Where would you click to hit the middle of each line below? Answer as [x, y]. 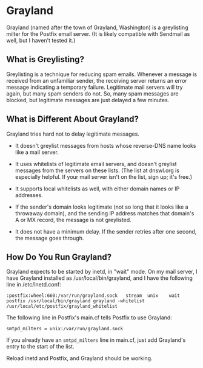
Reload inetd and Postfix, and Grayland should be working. [79, 358]
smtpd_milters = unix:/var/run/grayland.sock [65, 329]
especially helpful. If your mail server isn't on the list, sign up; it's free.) [104, 176]
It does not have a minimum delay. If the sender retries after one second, [106, 231]
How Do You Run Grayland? [59, 257]
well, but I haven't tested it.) [41, 40]
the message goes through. [49, 238]
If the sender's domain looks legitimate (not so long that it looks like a [102, 207]
